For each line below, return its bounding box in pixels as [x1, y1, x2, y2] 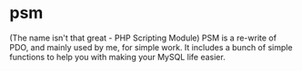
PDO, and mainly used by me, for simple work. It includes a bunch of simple [9, 41, 293, 52]
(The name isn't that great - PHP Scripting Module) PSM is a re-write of [9, 32, 277, 43]
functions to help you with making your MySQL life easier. [9, 51, 226, 62]
